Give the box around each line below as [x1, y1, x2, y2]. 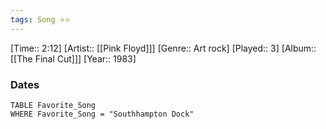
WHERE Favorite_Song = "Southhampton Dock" [10, 109, 195, 119]
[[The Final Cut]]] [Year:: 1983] [10, 52, 137, 65]
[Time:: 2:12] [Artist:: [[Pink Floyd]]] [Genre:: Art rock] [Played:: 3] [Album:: [10, 42, 317, 54]
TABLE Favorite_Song [10, 100, 97, 110]
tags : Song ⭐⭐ [10, 14, 71, 25]
